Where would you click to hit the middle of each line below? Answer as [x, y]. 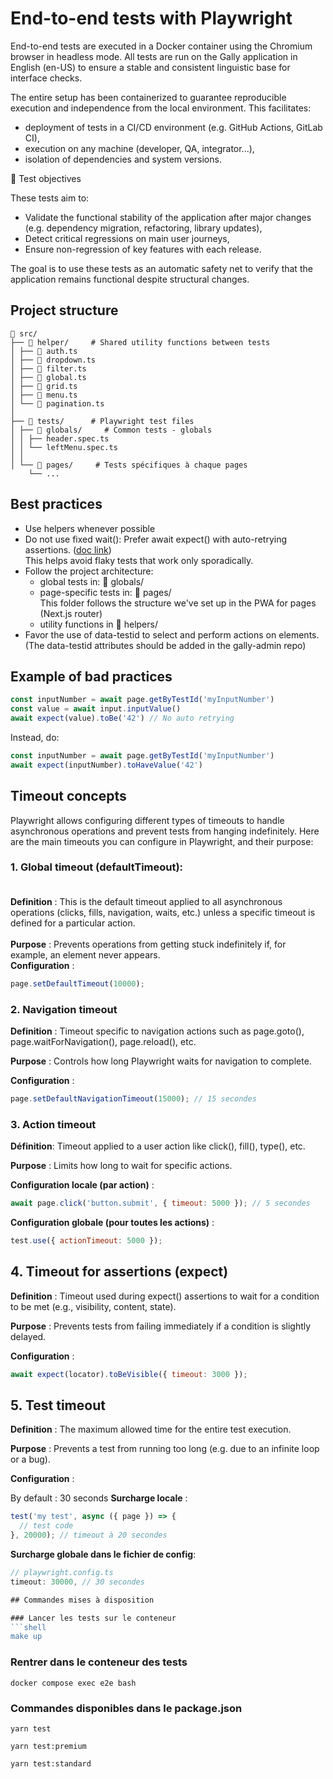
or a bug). [30, 1459]
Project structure [64, 310]
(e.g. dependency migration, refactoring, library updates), [143, 228]
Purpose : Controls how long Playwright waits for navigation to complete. [161, 1061]
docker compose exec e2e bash [73, 1683]
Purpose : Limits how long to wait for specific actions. [121, 1166]
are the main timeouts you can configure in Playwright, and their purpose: [162, 841]
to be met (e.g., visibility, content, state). [93, 1306]
